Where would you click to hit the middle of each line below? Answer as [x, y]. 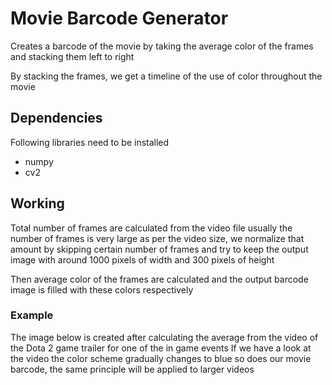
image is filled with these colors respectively [102, 289]
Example [32, 315]
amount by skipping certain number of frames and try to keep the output [159, 249]
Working [37, 203]
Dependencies [56, 118]
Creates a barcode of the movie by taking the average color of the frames [162, 46]
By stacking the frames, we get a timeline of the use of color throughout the [166, 76]
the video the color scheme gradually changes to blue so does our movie [161, 358]
